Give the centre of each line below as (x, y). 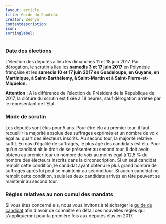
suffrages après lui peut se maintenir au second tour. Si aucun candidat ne (82, 170)
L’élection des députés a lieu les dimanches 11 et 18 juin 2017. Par (72, 62)
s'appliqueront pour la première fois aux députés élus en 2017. (69, 216)
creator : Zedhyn (22, 19)
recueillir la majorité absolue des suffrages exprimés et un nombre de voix (82, 133)
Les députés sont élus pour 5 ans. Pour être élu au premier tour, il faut (77, 128)
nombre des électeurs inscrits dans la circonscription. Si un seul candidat (81, 160)
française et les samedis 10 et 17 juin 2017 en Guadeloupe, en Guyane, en (82, 72)
